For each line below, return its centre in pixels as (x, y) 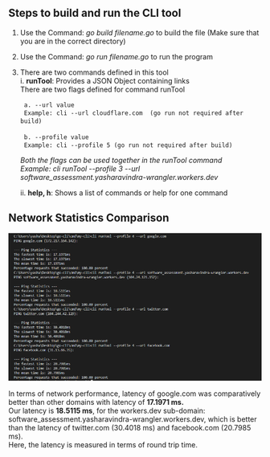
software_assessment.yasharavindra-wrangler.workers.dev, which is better (133, 419)
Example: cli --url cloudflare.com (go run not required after (133, 113)
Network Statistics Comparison (89, 218)
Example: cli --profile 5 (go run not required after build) (128, 145)
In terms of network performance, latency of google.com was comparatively (135, 394)
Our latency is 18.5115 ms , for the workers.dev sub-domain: (107, 411)
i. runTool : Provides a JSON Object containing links (105, 80)
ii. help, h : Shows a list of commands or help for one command (124, 193)
